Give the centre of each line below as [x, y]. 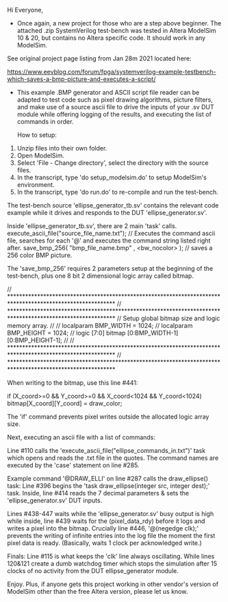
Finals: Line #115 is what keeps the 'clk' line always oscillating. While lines [111, 556]
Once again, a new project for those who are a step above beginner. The [119, 23]
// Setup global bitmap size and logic [168, 318]
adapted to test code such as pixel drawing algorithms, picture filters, [115, 100]
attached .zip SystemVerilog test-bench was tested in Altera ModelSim [117, 31]
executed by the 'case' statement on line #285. [73, 465]
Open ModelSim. [41, 155]
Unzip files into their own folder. [62, 148]
